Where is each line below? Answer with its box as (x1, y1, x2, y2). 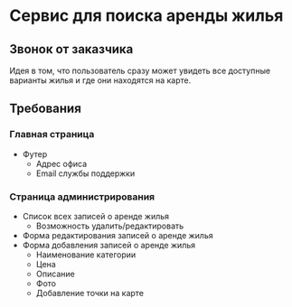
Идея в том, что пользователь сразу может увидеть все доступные (9, 65, 271, 76)
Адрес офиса (35, 158, 88, 169)
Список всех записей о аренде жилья (22, 210, 170, 221)
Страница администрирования (9, 191, 155, 203)
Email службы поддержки (35, 168, 136, 179)
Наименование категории (35, 249, 137, 260)
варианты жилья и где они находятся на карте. (9, 75, 192, 86)
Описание (35, 268, 75, 279)
